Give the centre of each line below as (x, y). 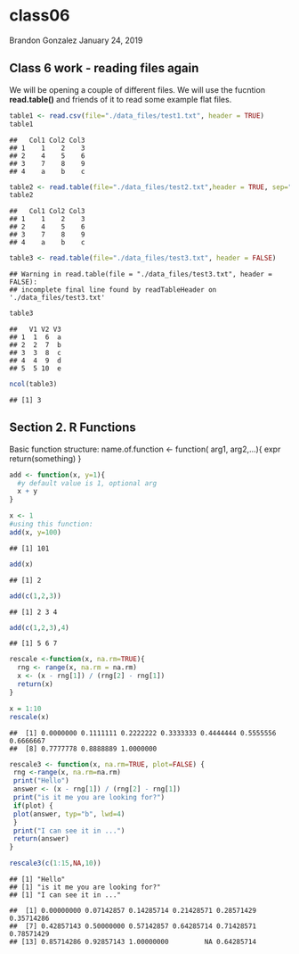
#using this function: (51, 524)
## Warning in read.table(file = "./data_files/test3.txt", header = (141, 274)
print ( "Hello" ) (41, 781)
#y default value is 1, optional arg (87, 483)
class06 (40, 16)
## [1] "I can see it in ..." (65, 895)
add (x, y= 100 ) (36, 532)
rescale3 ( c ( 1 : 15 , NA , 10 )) (55, 863)
